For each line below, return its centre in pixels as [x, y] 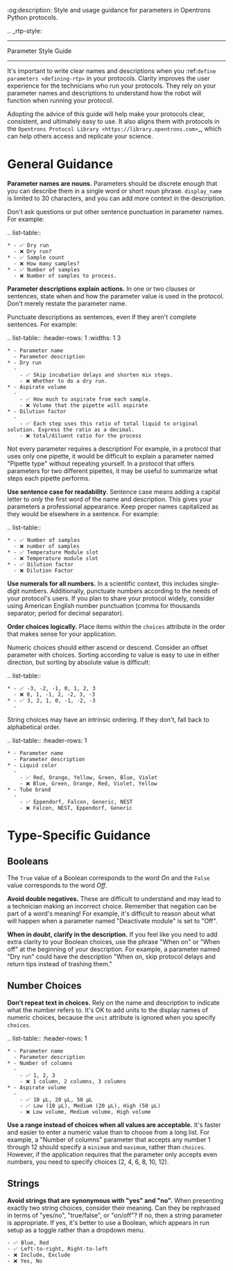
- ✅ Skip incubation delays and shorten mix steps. [96, 375]
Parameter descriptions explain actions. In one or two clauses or [101, 289]
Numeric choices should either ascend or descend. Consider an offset [107, 647]
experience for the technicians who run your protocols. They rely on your [112, 86]
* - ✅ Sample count [36, 257]
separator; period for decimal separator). [66, 613]
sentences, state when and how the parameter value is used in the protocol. [115, 296]
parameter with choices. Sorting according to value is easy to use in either [113, 655]
